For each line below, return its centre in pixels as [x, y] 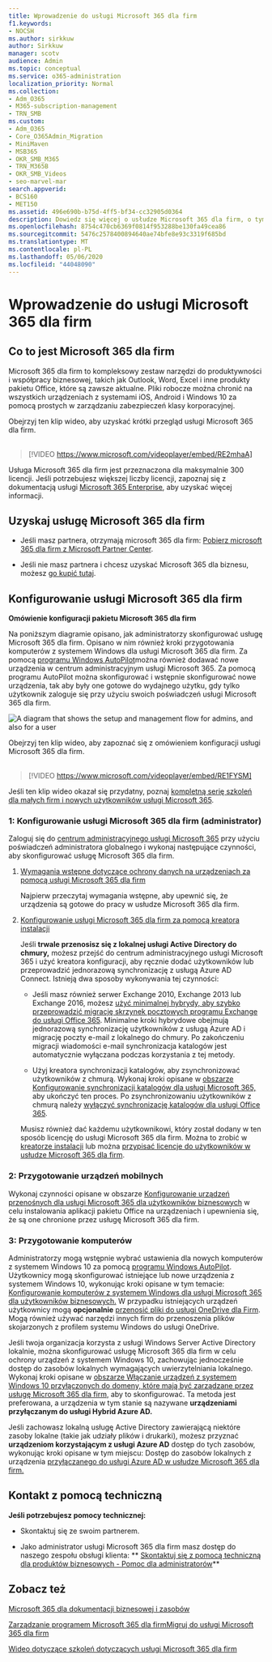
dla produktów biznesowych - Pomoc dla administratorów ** [120, 1563]
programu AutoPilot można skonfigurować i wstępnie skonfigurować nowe [132, 677]
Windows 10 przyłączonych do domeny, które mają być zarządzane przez [131, 1386]
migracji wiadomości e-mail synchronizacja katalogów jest [130, 1046]
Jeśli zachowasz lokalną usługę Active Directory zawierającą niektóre [125, 1427]
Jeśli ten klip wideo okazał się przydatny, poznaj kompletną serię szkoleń [130, 791]
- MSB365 [23, 151]
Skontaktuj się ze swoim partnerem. [80, 1531]
